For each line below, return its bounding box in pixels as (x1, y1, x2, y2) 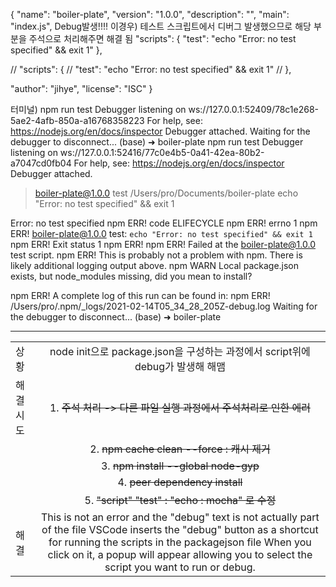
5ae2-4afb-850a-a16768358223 (10, 115, 145, 126)
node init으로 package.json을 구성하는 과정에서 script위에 (49, 345, 311, 358)
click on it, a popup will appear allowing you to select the (47, 548, 313, 561)
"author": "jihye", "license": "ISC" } (10, 83, 153, 94)
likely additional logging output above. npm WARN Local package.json (10, 260, 300, 271)
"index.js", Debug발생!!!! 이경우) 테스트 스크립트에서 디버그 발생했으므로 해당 (10, 20, 312, 32)
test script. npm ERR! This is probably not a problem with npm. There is (10, 249, 303, 261)
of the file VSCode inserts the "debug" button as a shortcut (41, 523, 319, 536)
